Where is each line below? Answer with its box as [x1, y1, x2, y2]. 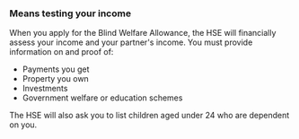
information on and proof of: [9, 47, 114, 57]
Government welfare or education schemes [22, 92, 183, 103]
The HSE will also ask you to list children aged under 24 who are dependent [9, 110, 290, 121]
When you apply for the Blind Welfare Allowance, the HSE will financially [9, 28, 277, 39]
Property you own [22, 74, 90, 84]
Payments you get [22, 64, 90, 74]
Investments [22, 83, 68, 94]
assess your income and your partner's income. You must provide [9, 37, 253, 48]
